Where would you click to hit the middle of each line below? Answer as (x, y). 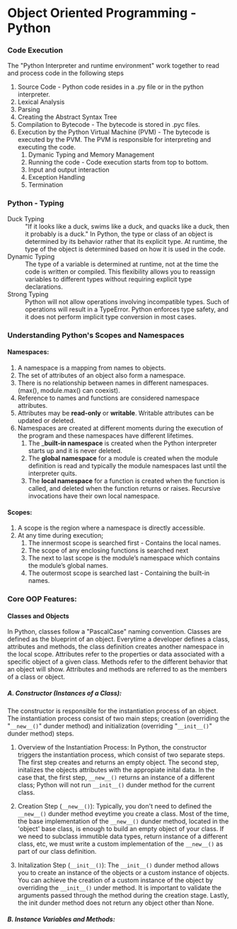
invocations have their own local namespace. (94, 496)
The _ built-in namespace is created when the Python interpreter (122, 443)
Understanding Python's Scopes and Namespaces (96, 335)
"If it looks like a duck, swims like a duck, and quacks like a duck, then (127, 226)
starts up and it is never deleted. (75, 450)
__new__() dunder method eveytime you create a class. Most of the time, (123, 814)
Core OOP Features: (42, 599)
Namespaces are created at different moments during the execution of (120, 428)
